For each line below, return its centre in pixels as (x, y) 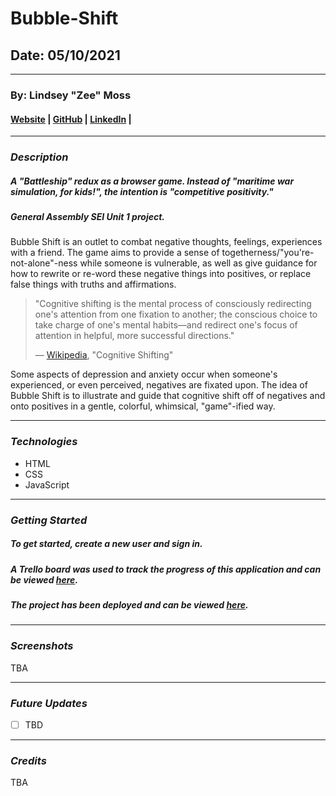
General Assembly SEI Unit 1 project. (87, 217)
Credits (28, 760)
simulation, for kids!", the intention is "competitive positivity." (142, 191)
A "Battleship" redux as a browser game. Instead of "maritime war (152, 181)
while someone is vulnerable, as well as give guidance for (198, 263)
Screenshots (42, 646)
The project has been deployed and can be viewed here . (129, 604)
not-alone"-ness (44, 263)
